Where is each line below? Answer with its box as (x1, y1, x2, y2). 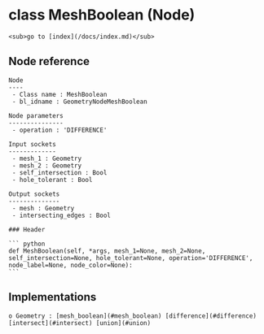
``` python (8, 240, 46, 248)
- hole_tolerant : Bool (11, 176, 93, 184)
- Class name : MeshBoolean (11, 90, 108, 98)
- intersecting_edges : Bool (11, 211, 112, 219)
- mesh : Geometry (11, 204, 75, 212)
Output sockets (8, 189, 60, 198)
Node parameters (8, 111, 64, 119)
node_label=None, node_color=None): (8, 261, 133, 269)
